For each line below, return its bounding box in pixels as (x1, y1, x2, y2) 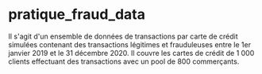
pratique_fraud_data (8, 6, 145, 24)
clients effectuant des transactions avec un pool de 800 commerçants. (8, 57, 240, 66)
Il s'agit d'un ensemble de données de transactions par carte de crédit (8, 31, 238, 41)
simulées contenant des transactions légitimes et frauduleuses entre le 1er (8, 39, 252, 49)
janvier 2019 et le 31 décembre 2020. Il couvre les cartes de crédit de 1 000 (8, 48, 255, 57)
